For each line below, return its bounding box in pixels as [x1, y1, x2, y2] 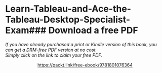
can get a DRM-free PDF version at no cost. [5, 47, 97, 53]
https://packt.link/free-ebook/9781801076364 [37, 62, 133, 68]
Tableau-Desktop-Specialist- [5, 14, 131, 25]
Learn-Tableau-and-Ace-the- [5, 3, 132, 15]
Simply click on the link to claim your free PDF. [5, 52, 103, 58]
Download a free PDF [48, 25, 138, 36]
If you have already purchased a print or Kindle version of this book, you [5, 41, 157, 47]
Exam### [5, 25, 47, 36]
